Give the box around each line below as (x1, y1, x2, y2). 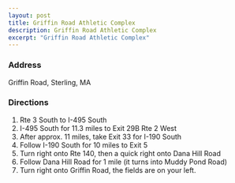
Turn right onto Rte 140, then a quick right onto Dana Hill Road (19, 148, 221, 158)
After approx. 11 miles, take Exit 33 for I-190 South (19, 132, 182, 141)
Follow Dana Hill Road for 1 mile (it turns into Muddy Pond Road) (19, 157, 227, 166)
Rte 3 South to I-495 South (19, 115, 107, 125)
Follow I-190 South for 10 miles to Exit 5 (19, 140, 148, 150)
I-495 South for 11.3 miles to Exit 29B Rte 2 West (19, 123, 177, 133)
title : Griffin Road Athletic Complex (8, 19, 136, 27)
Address (8, 60, 42, 71)
